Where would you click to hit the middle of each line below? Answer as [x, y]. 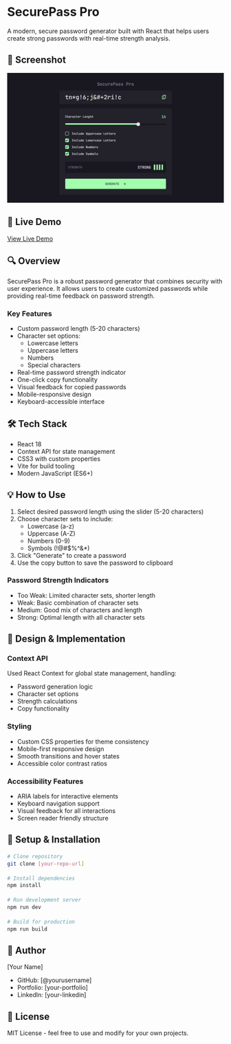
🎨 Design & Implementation [66, 639]
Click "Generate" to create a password [71, 555]
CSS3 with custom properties [59, 459]
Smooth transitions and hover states [68, 756]
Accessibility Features [45, 781]
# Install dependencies [41, 878]
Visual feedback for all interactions [66, 811]
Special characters [54, 365]
